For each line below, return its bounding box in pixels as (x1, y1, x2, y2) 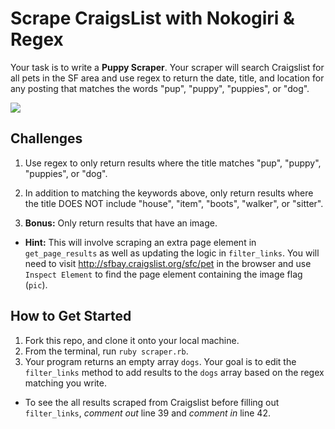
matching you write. (24, 377, 107, 389)
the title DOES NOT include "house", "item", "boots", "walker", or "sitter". (24, 197, 324, 209)
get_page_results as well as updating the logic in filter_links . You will (24, 247, 320, 259)
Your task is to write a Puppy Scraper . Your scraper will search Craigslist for (10, 61, 325, 73)
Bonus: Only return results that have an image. (24, 217, 218, 229)
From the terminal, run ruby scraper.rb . (24, 345, 189, 357)
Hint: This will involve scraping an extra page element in (24, 236, 257, 248)
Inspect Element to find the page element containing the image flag (24, 268, 303, 280)
